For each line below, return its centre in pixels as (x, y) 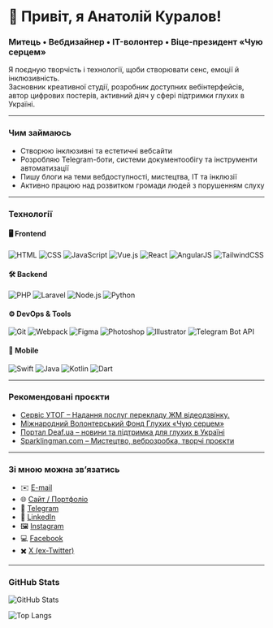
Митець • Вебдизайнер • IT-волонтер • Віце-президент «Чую (136, 42)
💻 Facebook (41, 539)
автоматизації (44, 168)
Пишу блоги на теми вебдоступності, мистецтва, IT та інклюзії (128, 176)
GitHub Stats (34, 583)
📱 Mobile (24, 350)
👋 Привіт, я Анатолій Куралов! (115, 17)
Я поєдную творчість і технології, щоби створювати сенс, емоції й (124, 70)
